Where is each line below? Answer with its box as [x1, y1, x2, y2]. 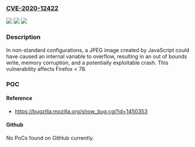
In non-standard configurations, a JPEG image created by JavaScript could [6, 46, 190, 54]
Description [6, 33, 41, 41]
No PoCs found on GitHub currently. [6, 134, 94, 141]
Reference [6, 94, 33, 102]
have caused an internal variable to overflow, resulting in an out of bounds [6, 53, 187, 60]
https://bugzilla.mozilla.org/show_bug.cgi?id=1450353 [14, 107, 148, 115]
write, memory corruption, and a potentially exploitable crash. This [6, 59, 169, 66]
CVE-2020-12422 [6, 4, 59, 12]
